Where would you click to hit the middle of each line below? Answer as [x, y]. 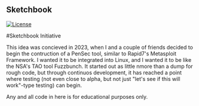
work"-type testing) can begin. [44, 85]
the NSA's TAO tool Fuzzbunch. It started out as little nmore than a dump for [99, 66]
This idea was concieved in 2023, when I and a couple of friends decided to [99, 47]
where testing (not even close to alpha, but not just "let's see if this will [93, 79]
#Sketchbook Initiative [34, 36]
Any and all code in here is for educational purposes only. [77, 96]
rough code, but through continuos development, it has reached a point [94, 72]
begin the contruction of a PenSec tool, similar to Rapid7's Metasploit [91, 54]
